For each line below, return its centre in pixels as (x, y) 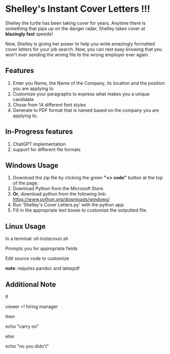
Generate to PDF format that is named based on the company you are (86, 110)
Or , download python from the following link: (60, 194)
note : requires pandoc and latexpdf (43, 268)
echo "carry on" (22, 326)
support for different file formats (46, 149)
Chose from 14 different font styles (49, 105)
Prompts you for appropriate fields (41, 249)
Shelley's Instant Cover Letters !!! (78, 9)
